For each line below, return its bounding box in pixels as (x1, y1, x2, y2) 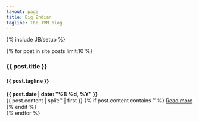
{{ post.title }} (6, 62, 48, 71)
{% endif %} (6, 103, 37, 110)
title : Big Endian (6, 14, 52, 20)
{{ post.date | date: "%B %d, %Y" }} (6, 90, 98, 98)
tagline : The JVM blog (6, 20, 63, 26)
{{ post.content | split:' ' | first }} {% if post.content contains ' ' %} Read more (6, 96, 193, 104)
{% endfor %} (6, 110, 41, 117)
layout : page (6, 8, 39, 15)
